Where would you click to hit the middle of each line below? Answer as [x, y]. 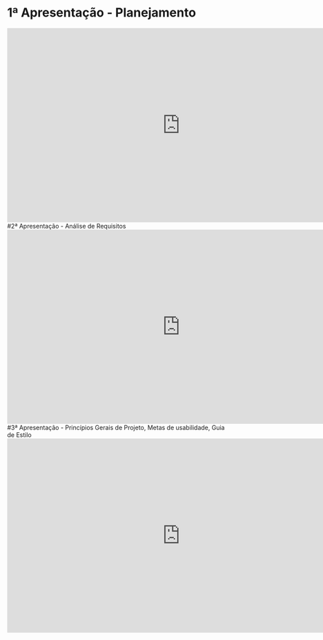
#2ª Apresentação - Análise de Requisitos [67, 226]
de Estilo [20, 435]
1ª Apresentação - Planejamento [102, 13]
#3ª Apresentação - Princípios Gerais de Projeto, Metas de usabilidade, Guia [116, 427]
